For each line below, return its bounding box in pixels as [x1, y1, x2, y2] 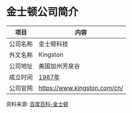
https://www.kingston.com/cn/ [38, 83, 124, 92]
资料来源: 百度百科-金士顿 [6, 100, 69, 107]
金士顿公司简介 [6, 5, 79, 19]
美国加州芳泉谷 [38, 62, 81, 70]
